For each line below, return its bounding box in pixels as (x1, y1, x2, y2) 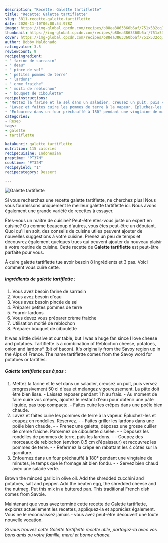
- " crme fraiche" (5, 81, 43, 86)
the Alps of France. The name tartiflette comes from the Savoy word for (5, 351, 152, 357)
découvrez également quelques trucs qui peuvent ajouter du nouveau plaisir (5, 239, 162, 245)
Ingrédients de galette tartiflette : (5, 276, 76, 282)
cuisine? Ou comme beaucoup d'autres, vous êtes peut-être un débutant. (5, 223, 156, 229)
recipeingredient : (5, 53, 43, 59)
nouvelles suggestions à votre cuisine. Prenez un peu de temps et (5, 233, 141, 240)
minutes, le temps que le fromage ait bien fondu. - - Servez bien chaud (12, 460, 159, 466)
